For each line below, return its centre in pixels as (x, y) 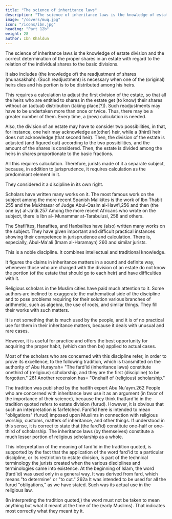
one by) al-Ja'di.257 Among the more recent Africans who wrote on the (81, 210)
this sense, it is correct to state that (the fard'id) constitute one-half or (79, 426)
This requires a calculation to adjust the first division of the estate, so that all (86, 95)
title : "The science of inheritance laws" (51, 10)
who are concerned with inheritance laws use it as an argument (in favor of (84, 393)
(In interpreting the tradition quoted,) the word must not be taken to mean (83, 500)
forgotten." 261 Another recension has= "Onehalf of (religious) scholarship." (85, 378)
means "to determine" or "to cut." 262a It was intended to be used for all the (86, 479)
